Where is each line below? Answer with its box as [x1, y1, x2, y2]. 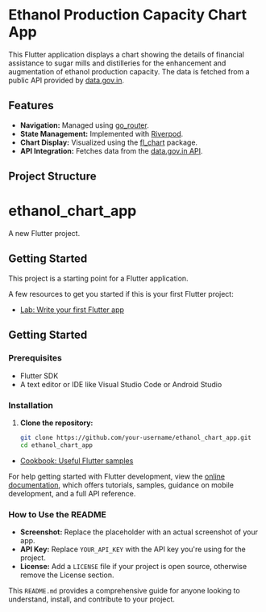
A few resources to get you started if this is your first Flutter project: [8, 289, 234, 298]
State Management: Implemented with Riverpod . [19, 129, 184, 138]
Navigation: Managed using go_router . [19, 120, 149, 130]
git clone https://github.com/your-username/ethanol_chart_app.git [19, 433, 251, 441]
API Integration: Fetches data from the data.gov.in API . [19, 146, 203, 155]
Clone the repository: [19, 418, 94, 428]
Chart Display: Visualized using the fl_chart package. [19, 137, 198, 147]
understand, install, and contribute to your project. [8, 594, 176, 604]
